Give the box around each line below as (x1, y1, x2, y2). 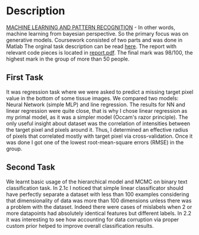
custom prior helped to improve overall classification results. (6, 222, 154, 229)
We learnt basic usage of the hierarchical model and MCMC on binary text (6, 178, 188, 185)
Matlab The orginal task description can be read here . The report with (6, 43, 177, 50)
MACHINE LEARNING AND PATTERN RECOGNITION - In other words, (6, 24, 175, 31)
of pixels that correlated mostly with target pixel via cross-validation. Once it (6, 132, 193, 139)
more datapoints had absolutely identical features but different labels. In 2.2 (6, 209, 192, 217)
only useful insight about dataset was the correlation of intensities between (6, 120, 191, 127)
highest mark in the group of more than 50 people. (6, 55, 129, 62)
